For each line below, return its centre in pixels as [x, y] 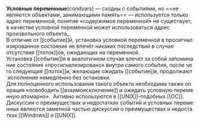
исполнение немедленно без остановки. [59, 77]
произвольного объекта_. [39, 34]
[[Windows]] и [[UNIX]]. [48, 115]
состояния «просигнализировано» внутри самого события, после [101, 65]
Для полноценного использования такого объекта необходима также [95, 84]
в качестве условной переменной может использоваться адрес [88, 27]
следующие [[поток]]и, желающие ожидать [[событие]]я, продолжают [103, 71]
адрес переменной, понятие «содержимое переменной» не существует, [99, 21]
